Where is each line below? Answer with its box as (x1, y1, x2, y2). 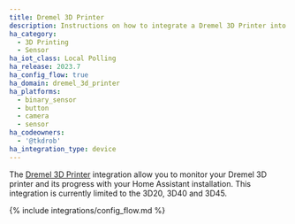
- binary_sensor (17, 95, 77, 104)
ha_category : (9, 29, 57, 38)
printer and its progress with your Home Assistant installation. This (9, 178, 252, 189)
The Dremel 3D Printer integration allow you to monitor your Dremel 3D (9, 169, 268, 180)
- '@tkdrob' (17, 136, 62, 145)
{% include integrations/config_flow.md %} (9, 205, 166, 215)
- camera (17, 112, 49, 120)
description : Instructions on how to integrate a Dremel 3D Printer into (9, 21, 287, 30)
